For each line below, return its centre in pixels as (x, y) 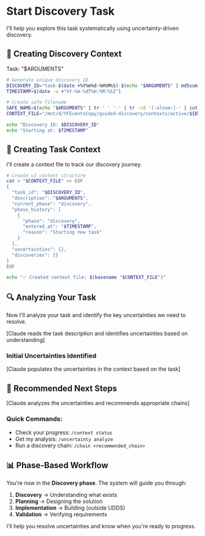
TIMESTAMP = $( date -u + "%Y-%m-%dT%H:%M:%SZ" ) (64, 91)
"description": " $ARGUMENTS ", (50, 198)
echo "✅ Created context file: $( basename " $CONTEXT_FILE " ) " (86, 277)
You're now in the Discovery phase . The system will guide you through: (97, 483)
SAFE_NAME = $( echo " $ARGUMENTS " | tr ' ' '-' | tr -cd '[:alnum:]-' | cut (102, 108)
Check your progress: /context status (64, 432)
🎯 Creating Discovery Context (64, 54)
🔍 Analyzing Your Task (51, 297)
